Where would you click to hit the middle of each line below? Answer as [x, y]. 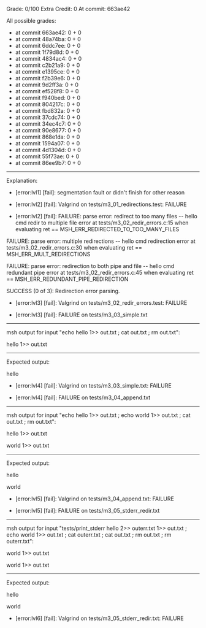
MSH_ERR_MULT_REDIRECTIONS [48, 254]
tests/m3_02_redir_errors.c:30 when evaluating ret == [74, 247]
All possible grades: [31, 21]
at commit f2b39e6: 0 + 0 [48, 78]
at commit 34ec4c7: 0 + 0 [48, 124]
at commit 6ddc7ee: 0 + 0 [48, 46]
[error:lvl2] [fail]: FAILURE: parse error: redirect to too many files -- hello [106, 216]
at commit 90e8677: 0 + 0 [48, 130]
